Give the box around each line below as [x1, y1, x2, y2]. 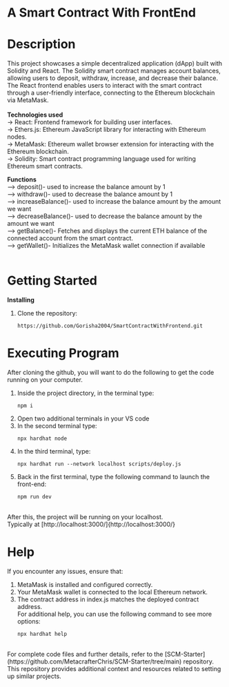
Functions [7, 175, 37, 184]
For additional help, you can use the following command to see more [17, 610, 212, 618]
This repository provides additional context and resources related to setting [7, 664, 221, 673]
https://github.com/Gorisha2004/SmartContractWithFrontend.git [17, 322, 203, 329]
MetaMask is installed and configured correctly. [17, 580, 153, 588]
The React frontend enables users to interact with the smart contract [7, 81, 202, 90]
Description [7, 37, 76, 52]
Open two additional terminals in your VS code [17, 414, 150, 423]
